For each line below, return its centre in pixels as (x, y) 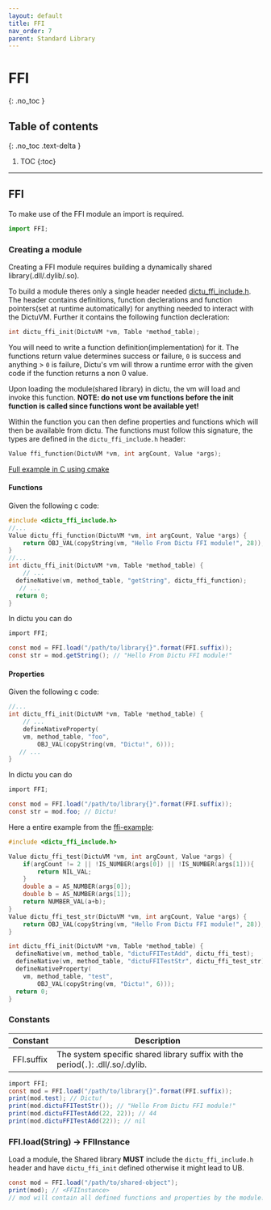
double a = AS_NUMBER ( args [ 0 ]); (77, 886)
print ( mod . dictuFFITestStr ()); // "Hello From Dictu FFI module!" (122, 1106)
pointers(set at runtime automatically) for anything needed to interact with (131, 308)
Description (158, 1040)
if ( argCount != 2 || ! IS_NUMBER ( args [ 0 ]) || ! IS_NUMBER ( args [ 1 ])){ (139, 864)
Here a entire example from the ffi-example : (81, 827)
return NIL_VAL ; (65, 872)
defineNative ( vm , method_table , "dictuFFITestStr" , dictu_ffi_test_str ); (142, 962)
